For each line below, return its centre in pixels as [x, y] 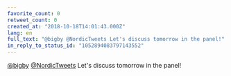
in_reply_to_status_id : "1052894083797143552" [76, 46]
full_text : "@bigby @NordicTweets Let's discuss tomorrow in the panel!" [116, 39]
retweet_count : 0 [32, 20]
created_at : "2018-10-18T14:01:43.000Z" [67, 26]
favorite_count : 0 [34, 13]
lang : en [20, 33]
